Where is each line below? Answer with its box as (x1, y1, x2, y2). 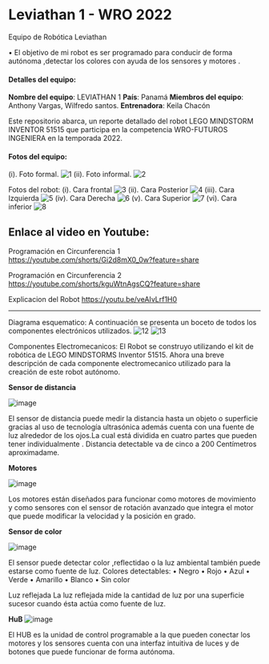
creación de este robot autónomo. (8, 367, 121, 377)
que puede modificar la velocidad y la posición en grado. (8, 511, 196, 521)
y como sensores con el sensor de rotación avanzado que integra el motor (8, 503, 254, 513)
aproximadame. (8, 448, 60, 457)
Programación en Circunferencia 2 (8, 271, 122, 280)
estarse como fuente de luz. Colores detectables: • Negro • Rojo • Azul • (8, 566, 251, 576)
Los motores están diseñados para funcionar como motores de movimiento (8, 494, 256, 504)
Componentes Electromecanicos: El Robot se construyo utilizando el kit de (8, 342, 254, 352)
